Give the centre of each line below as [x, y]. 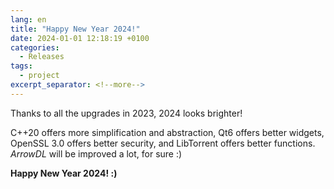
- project [39, 76]
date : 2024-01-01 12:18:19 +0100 [80, 38]
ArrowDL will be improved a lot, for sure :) [96, 153]
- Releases [42, 57]
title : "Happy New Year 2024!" [75, 29]
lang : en [28, 19]
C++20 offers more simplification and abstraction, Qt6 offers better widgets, [167, 132]
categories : [35, 47]
